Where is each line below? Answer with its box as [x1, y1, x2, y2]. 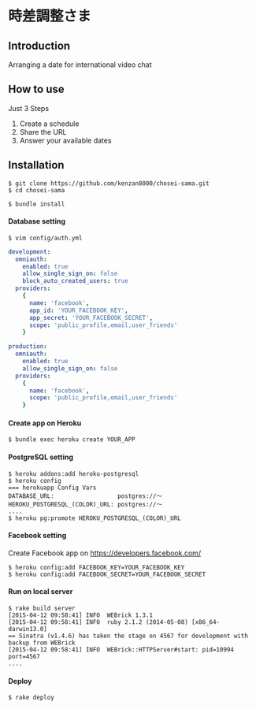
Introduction [8, 39, 71, 52]
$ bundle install [8, 200, 65, 208]
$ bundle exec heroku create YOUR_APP [8, 436, 135, 444]
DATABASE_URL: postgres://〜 [8, 492, 163, 500]
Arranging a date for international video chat [8, 60, 152, 69]
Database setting [8, 217, 65, 226]
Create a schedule [19, 119, 80, 128]
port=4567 [8, 653, 41, 661]
